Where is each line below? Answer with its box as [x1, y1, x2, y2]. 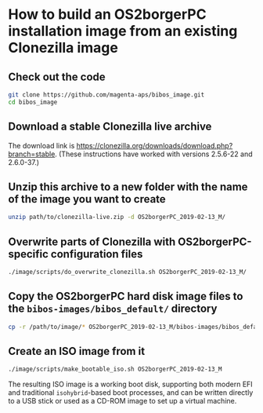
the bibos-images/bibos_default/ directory [8, 302, 218, 316]
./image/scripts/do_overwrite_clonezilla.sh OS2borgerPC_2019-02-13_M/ [8, 269, 247, 276]
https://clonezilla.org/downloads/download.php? [76, 141, 233, 150]
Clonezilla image [8, 39, 119, 57]
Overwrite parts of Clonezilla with [8, 235, 176, 248]
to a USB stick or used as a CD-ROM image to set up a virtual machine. [8, 397, 237, 406]
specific [8, 247, 49, 261]
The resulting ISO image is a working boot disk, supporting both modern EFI [8, 379, 253, 389]
